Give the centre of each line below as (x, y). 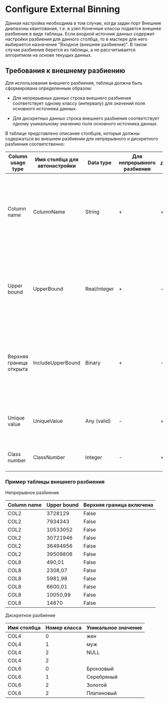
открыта (18, 369)
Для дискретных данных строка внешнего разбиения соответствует (86, 118)
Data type (99, 162)
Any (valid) (98, 421)
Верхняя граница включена (118, 505)
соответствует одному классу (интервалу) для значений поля (79, 103)
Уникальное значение (114, 628)
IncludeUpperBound (57, 363)
